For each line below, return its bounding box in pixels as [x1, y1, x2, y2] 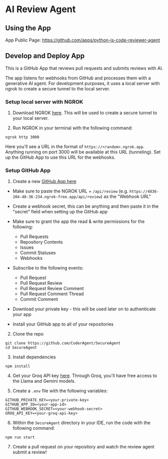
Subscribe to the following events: [12, 265, 84, 271]
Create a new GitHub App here [12, 178, 77, 185]
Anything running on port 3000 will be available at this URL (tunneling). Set [5, 149, 161, 155]
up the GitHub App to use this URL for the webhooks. [5, 154, 116, 160]
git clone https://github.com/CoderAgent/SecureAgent [5, 341, 121, 346]
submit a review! [12, 449, 47, 455]
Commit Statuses [20, 250, 56, 256]
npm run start [5, 435, 35, 440]
